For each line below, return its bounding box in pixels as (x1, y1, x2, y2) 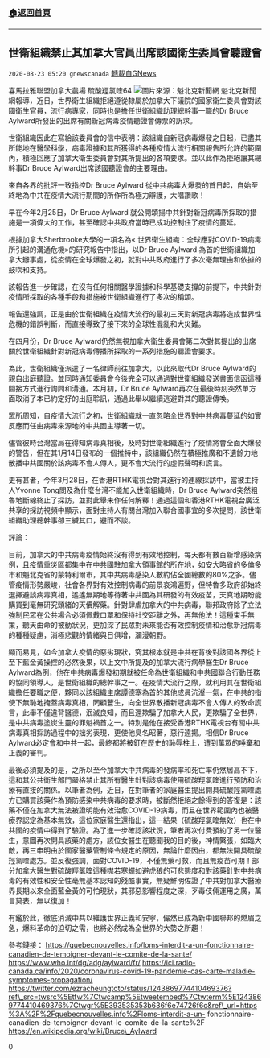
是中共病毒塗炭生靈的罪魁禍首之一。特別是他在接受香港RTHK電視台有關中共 (8, 718, 260, 728)
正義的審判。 (8, 748, 51, 758)
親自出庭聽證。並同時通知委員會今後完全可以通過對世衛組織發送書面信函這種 (8, 374, 262, 383)
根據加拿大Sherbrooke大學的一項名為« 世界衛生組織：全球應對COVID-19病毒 (8, 235, 262, 245)
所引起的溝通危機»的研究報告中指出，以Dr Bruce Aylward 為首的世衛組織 (8, 245, 249, 254)
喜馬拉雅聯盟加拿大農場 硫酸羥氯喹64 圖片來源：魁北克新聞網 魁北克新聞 (8, 86, 257, 96)
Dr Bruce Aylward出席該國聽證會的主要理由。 (22, 163, 173, 173)
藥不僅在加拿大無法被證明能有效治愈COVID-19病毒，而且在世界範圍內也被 (8, 805, 252, 815)
